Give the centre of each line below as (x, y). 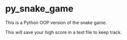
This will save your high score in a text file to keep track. (63, 32)
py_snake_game (40, 9)
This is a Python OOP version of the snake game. (56, 22)
